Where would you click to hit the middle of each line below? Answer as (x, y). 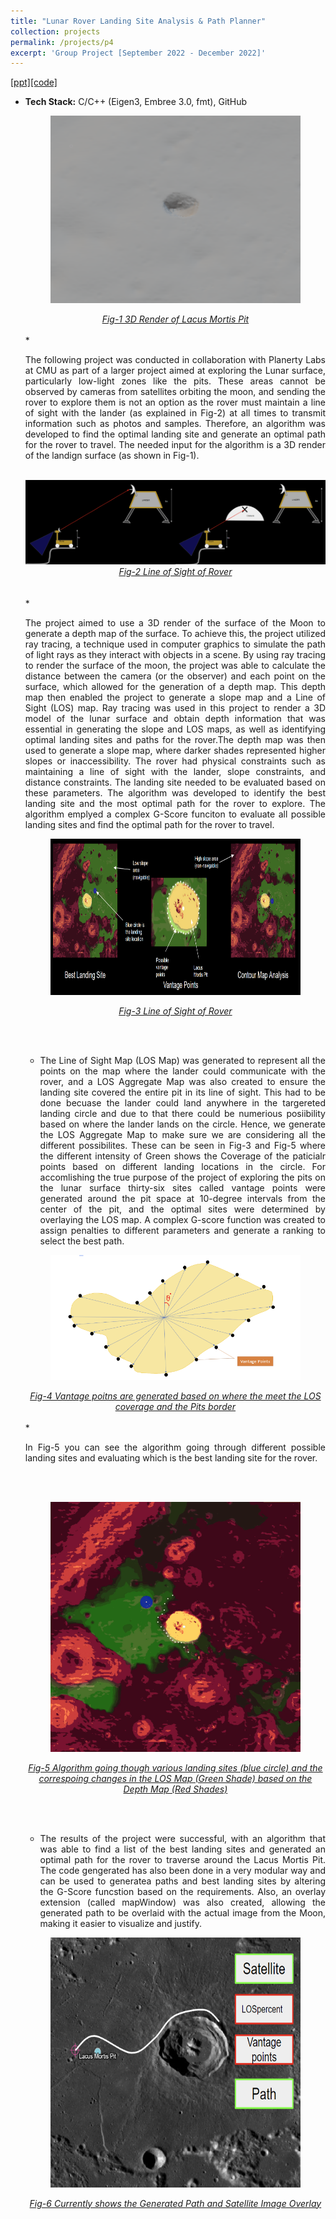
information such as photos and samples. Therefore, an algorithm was (175, 424)
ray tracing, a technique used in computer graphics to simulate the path (175, 644)
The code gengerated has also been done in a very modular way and (182, 1870)
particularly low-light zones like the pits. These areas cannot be (175, 381)
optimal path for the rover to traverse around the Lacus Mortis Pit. (182, 1859)
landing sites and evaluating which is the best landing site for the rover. (171, 1457)
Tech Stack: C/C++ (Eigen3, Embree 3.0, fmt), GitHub (136, 102)
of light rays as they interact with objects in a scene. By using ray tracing (175, 654)
